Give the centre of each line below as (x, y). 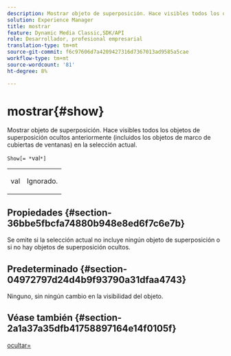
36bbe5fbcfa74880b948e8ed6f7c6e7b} (96, 223)
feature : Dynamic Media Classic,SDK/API (66, 33)
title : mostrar (29, 26)
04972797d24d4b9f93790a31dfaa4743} (97, 280)
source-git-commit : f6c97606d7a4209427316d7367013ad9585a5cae (98, 52)
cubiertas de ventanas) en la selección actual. (72, 145)
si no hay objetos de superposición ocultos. (69, 247)
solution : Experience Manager (51, 20)
